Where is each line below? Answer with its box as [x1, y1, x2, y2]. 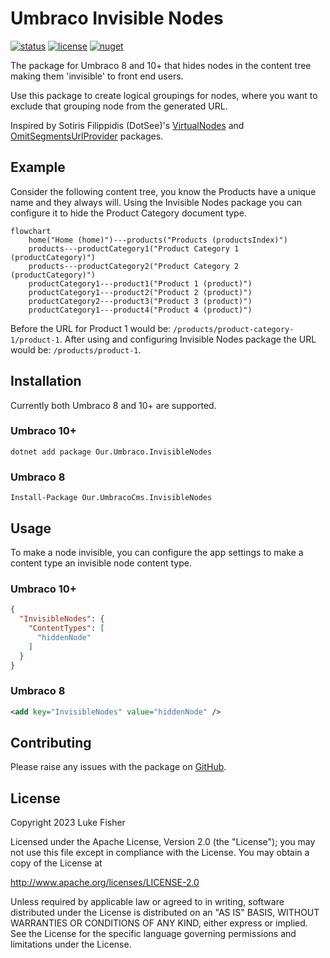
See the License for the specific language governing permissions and [10, 928, 297, 940]
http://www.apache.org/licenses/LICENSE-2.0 [10, 877, 200, 889]
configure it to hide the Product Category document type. [10, 207, 247, 219]
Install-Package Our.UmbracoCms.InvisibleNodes [10, 493, 213, 503]
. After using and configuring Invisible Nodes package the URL [59, 333, 317, 345]
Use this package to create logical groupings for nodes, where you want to [10, 89, 318, 101]
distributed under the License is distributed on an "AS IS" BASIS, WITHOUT [10, 907, 320, 919]
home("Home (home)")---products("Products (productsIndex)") [28, 235, 288, 245]
